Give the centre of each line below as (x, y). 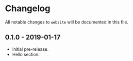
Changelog (28, 9)
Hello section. (26, 54)
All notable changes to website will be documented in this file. (67, 22)
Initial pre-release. (30, 49)
